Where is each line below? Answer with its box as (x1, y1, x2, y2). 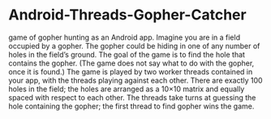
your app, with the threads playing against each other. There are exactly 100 (8, 75, 263, 85)
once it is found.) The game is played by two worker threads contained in (8, 66, 253, 76)
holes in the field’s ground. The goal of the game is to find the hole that (8, 49, 246, 59)
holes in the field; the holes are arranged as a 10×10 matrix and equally (8, 83, 245, 94)
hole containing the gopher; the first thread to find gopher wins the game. (8, 101, 255, 111)
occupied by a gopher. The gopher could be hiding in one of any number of (8, 40, 260, 50)
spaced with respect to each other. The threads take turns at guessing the (8, 92, 256, 102)
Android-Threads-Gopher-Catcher (8, 6, 247, 24)
